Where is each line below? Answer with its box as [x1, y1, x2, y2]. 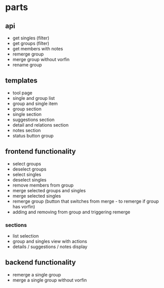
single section [12, 111, 42, 117]
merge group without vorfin [12, 56, 69, 62]
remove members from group [12, 182, 74, 188]
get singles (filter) [12, 35, 49, 41]
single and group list [12, 95, 55, 101]
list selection [12, 233, 39, 239]
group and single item [12, 100, 58, 106]
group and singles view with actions [12, 238, 87, 244]
